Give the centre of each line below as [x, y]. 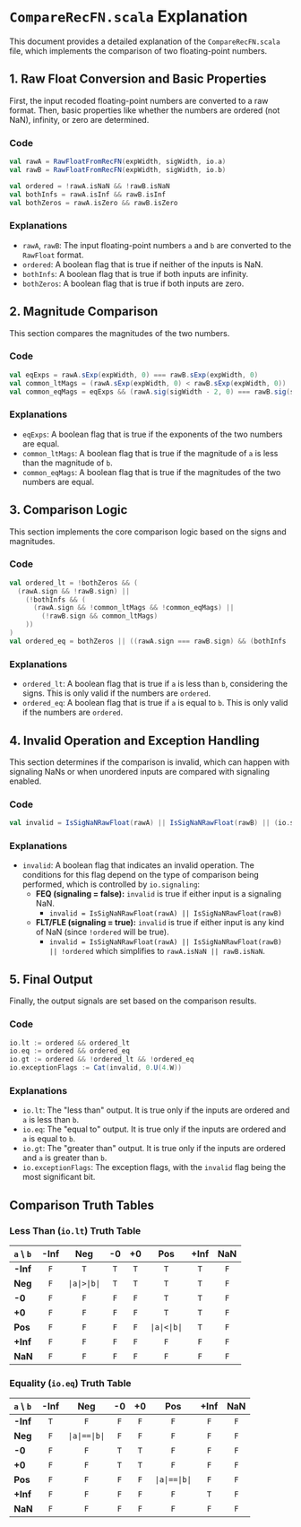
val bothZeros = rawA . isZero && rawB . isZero [94, 203]
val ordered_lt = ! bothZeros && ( [74, 583]
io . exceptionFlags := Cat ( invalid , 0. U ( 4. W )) [96, 1068]
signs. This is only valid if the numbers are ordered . [116, 693]
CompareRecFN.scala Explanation [129, 17]
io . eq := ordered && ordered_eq [69, 1051]
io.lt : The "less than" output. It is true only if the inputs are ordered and [156, 1110]
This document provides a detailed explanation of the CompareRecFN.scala [145, 41]
